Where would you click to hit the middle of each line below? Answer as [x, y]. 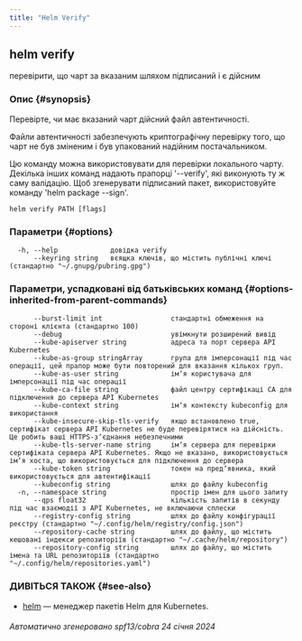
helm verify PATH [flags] [58, 209]
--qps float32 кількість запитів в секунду [156, 501]
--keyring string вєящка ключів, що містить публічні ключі [152, 258]
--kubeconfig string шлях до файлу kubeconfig [151, 485]
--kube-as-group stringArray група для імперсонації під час [163, 358]
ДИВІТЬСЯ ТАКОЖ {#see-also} [80, 586]
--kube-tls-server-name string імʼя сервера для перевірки [155, 445]
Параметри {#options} [61, 231]
